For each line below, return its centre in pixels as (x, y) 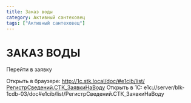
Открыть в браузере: (33, 81)
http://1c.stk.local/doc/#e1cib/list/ (103, 81)
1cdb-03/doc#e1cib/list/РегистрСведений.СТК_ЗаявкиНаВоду (85, 94)
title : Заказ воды (29, 12)
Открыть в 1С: (124, 87)
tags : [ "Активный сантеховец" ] (46, 23)
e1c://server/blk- (164, 87)
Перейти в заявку (29, 69)
